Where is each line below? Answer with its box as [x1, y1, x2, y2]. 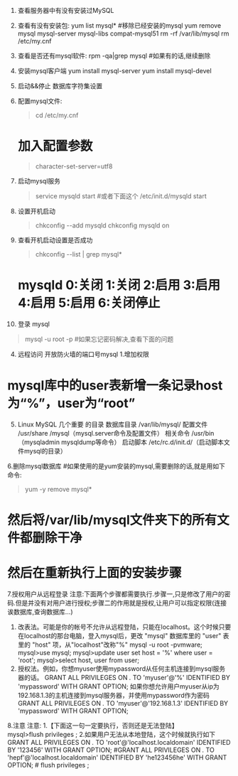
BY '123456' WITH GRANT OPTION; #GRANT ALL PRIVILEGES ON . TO [7, 745, 215, 754]
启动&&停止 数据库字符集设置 [17, 82, 103, 90]
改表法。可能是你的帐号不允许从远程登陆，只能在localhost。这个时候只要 [17, 623, 232, 631]
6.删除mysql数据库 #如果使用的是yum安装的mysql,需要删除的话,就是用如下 [7, 461, 226, 470]
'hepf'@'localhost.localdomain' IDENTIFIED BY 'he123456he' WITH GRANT [7, 753, 227, 762]
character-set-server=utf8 [35, 162, 113, 171]
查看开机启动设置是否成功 [17, 235, 93, 244]
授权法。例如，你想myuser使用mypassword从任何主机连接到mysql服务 [17, 664, 226, 673]
